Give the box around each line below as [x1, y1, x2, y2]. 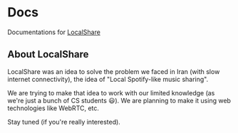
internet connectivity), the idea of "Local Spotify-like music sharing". [7, 75, 209, 83]
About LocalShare [7, 48, 89, 60]
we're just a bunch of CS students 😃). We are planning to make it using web [7, 96, 232, 105]
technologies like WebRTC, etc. [7, 104, 100, 112]
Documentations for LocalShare [7, 28, 101, 36]
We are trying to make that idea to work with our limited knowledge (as [7, 88, 215, 97]
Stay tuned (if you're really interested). [7, 117, 121, 126]
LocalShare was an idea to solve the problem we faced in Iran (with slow [7, 67, 220, 75]
